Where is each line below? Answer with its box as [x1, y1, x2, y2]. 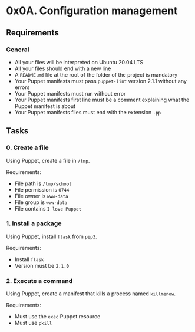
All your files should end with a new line [14, 65, 111, 72]
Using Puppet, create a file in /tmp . [6, 157, 90, 164]
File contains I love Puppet [14, 205, 82, 212]
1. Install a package [6, 219, 62, 228]
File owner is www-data [14, 192, 69, 199]
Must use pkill [14, 320, 52, 327]
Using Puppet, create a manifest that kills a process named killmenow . [6, 290, 176, 297]
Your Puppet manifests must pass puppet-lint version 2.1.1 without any [14, 77, 187, 84]
